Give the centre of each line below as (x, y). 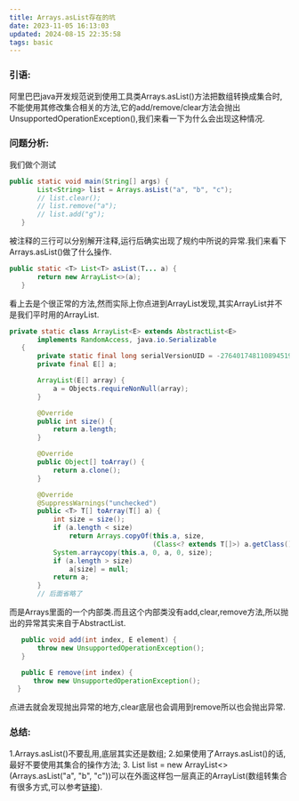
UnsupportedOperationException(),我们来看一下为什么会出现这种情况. (137, 118)
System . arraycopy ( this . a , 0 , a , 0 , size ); (133, 552)
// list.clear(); (69, 198)
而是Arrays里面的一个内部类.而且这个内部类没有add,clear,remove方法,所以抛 (149, 612)
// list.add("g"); (71, 214)
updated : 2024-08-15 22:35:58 (65, 34)
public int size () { (75, 421)
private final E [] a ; (77, 364)
